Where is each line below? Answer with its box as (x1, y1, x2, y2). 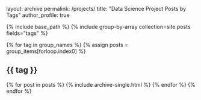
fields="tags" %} (6, 30, 48, 37)
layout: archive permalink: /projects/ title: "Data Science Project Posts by (6, 5, 187, 12)
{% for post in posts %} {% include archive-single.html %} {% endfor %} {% (6, 81, 196, 88)
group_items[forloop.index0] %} (6, 48, 86, 55)
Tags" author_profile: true (6, 11, 70, 19)
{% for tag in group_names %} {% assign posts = (6, 42, 128, 48)
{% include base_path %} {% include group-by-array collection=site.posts (6, 23, 191, 30)
